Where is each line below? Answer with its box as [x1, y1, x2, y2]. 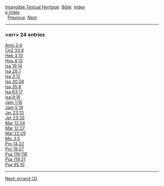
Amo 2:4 [5, 42, 22, 48]
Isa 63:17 [5, 89, 23, 95]
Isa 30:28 [5, 79, 24, 84]
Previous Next [7, 15, 37, 20]
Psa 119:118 [5, 151, 28, 157]
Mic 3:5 [5, 136, 20, 142]
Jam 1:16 [5, 100, 23, 105]
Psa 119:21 [5, 156, 26, 163]
